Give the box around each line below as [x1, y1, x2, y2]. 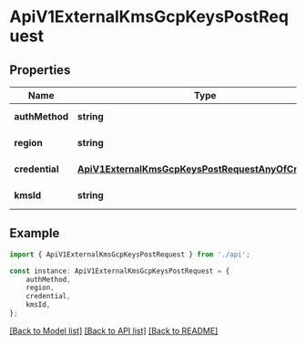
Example [9, 225, 60, 241]
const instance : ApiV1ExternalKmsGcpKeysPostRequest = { [9, 267, 230, 276]
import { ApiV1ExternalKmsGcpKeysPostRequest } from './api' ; [9, 249, 250, 259]
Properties [9, 62, 71, 78]
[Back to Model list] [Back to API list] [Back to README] [9, 325, 219, 336]
